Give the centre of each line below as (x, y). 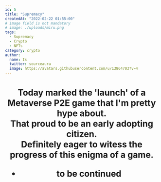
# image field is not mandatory (38, 23)
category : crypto (23, 50)
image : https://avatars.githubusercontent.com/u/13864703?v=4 (74, 69)
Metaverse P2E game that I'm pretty (82, 103)
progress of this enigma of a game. (82, 155)
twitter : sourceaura (30, 64)
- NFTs (16, 46)
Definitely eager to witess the (82, 145)
